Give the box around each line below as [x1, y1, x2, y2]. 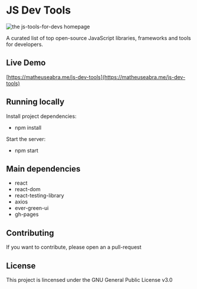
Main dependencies [6, 163, 81, 174]
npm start [14, 147, 38, 154]
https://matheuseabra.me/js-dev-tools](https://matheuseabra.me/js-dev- [8, 73, 186, 80]
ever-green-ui [14, 205, 49, 212]
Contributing [6, 228, 54, 238]
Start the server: [6, 135, 46, 142]
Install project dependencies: [6, 113, 77, 120]
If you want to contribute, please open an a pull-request [6, 244, 142, 251]
